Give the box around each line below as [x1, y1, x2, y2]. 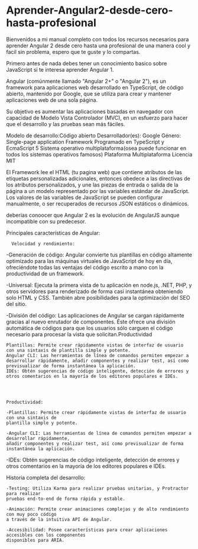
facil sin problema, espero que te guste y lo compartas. [6, 48, 141, 55]
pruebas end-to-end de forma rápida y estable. [6, 496, 126, 502]
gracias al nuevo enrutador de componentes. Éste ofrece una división [6, 318, 176, 325]
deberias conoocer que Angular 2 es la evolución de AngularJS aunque [6, 211, 180, 219]
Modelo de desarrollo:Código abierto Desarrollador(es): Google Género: [6, 131, 181, 139]
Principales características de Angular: [6, 229, 100, 236]
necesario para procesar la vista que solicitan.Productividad [6, 330, 152, 338]
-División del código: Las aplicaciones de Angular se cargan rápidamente [6, 312, 184, 319]
